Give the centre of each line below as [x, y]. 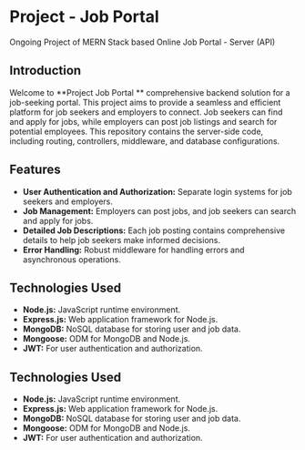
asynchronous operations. [71, 259]
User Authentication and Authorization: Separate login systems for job [158, 191]
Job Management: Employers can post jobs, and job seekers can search [159, 210]
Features [35, 170]
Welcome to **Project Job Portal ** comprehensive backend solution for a [150, 92]
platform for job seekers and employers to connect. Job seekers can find [146, 112]
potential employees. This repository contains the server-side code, [137, 131]
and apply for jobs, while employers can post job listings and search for [143, 121]
